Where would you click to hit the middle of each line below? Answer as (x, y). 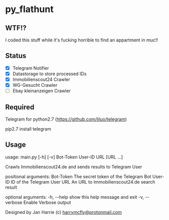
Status (16, 56)
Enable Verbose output (47, 202)
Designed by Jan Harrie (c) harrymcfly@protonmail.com (64, 212)
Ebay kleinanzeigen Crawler (42, 91)
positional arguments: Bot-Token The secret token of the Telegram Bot (78, 176)
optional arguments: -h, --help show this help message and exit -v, (75, 197)
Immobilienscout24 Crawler (41, 79)
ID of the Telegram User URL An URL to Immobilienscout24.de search (83, 182)
